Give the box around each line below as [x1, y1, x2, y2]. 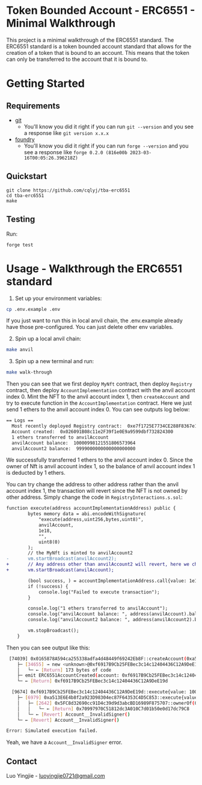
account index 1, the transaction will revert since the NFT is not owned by [6, 487, 188, 495]
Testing [6, 214, 35, 225]
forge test [6, 242, 34, 248]
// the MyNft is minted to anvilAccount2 [28, 550, 133, 556]
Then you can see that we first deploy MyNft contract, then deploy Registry [6, 380, 192, 387]
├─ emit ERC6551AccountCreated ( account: [17, 672, 120, 678]
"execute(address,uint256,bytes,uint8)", [38, 516, 144, 523]
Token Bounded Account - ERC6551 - [6, 4, 195, 17]
